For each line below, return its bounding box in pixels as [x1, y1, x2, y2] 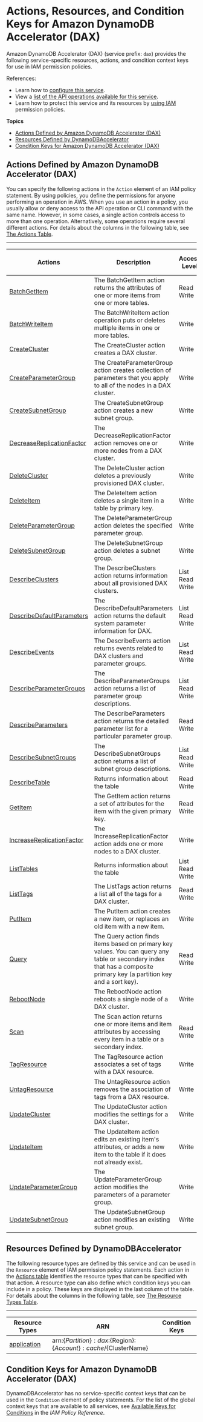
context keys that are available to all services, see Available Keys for [6, 1403, 176, 1410]
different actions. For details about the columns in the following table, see [6, 224, 189, 231]
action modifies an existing [94, 1215, 170, 1224]
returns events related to [94, 644, 164, 652]
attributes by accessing [94, 1027, 161, 1036]
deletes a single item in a [94, 496, 164, 504]
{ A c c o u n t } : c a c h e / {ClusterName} [52, 1344, 149, 1352]
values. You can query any [94, 947, 169, 955]
